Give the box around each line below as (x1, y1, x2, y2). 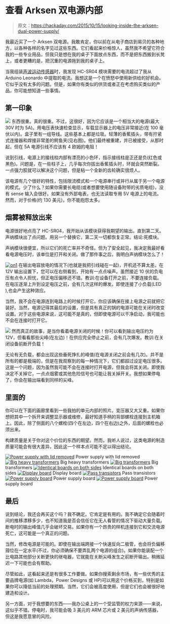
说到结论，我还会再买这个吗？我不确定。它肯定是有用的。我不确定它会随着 (5, 511, 160, 517)
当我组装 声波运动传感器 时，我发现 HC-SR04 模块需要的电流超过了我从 (5, 68, 152, 74)
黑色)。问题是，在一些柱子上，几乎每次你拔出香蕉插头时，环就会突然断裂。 (5, 160, 162, 167)
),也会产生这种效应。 (5, 287, 49, 293)
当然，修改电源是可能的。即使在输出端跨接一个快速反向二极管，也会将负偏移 (5, 541, 165, 547)
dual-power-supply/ (17, 28, 59, 34)
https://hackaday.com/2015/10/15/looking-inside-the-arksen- (31, 22, 159, 28)
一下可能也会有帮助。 (9, 560, 54, 566)
